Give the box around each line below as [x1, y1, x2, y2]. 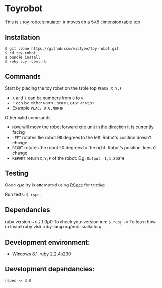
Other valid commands [5, 114, 51, 120]
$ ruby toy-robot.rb [5, 59, 47, 64]
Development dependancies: [5, 265, 95, 273]
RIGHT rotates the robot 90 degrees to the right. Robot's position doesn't [12, 144, 157, 150]
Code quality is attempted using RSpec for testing [5, 182, 105, 188]
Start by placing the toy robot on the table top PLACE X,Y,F [5, 85, 122, 91]
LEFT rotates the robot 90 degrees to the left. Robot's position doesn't [12, 134, 152, 140]
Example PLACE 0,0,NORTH [12, 105, 64, 111]
